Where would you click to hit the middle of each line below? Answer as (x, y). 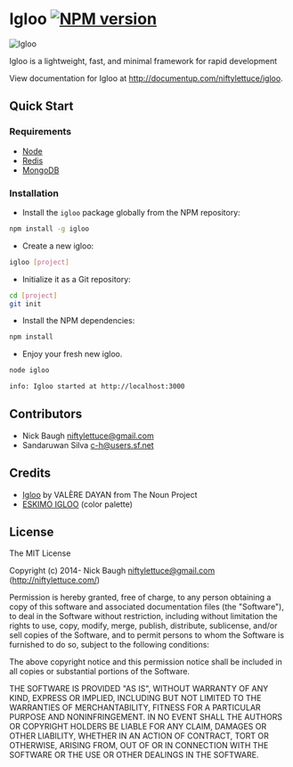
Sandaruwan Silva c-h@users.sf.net (88, 445)
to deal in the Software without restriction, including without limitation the (143, 616)
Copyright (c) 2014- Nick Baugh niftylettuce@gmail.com (112, 571)
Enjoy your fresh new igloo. (72, 354)
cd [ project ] (33, 295)
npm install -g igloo (49, 228)
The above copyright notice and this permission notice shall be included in (146, 662)
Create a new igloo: (58, 246)
